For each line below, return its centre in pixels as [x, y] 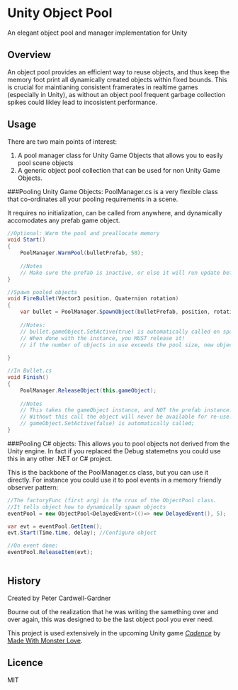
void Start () [27, 240]
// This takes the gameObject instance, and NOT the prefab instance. [126, 410]
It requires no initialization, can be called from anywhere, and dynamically [115, 213]
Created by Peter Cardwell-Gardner [59, 598]
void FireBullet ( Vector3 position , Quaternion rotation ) [93, 299]
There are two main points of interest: [62, 141]
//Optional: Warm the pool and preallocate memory [84, 233]
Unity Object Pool [60, 13]
